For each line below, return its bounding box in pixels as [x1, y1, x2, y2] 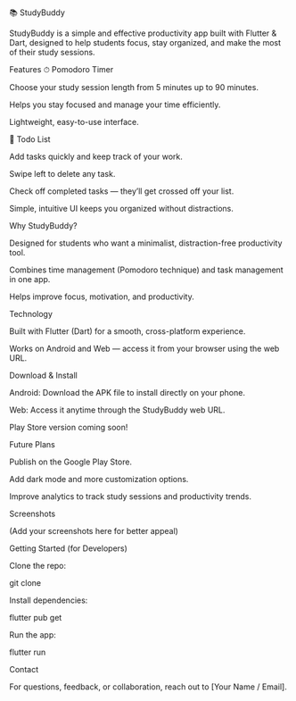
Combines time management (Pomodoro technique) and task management [9, 264, 284, 275]
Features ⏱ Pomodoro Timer [9, 64, 114, 74]
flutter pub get [9, 613, 62, 622]
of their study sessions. [9, 47, 95, 57]
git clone [9, 578, 42, 588]
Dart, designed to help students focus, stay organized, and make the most [9, 38, 282, 47]
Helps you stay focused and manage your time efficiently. [9, 99, 221, 110]
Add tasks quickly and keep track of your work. [9, 151, 183, 162]
